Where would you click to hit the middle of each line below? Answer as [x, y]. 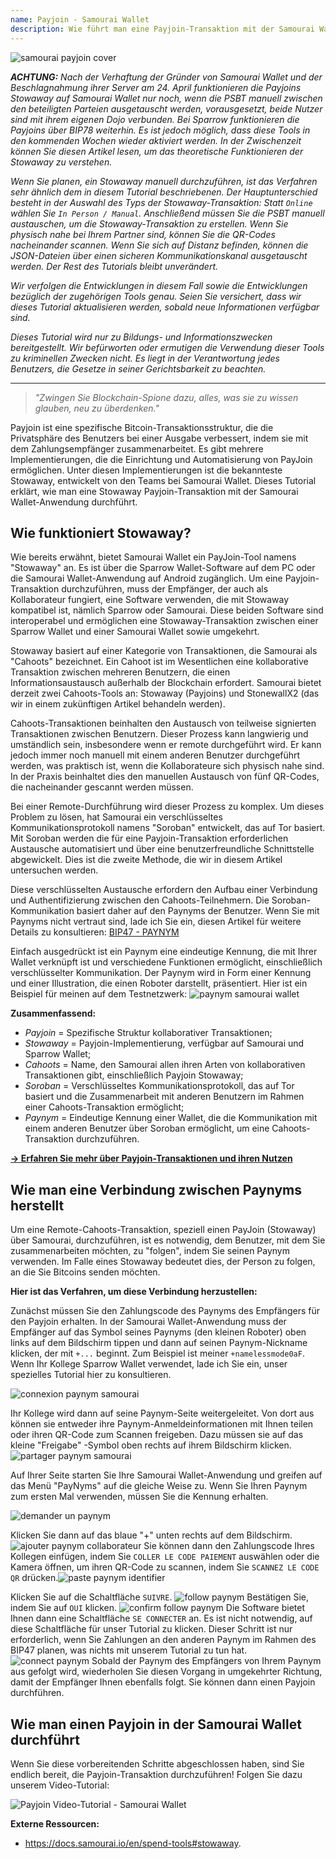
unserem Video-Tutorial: [60, 1785]
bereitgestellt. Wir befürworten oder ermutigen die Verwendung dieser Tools [167, 347]
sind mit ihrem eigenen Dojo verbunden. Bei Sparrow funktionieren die [155, 119]
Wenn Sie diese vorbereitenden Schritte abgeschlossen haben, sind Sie [157, 1763]
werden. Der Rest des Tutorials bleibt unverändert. [114, 266]
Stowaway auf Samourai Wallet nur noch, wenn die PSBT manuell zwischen [166, 98]
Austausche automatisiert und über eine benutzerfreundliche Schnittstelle [162, 849]
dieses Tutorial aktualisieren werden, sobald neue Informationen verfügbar [165, 307]
